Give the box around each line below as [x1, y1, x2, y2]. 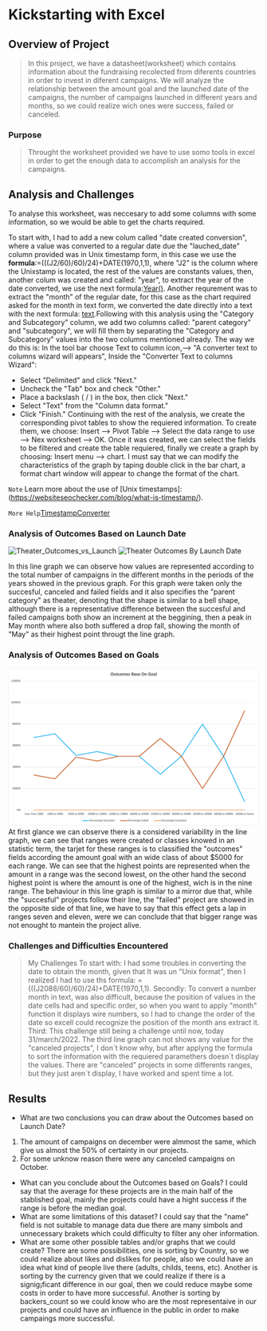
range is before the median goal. [19, 1203, 128, 1213]
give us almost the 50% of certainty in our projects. [19, 1146, 189, 1155]
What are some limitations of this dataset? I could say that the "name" [19, 1212, 249, 1222]
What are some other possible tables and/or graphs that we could [19, 1238, 236, 1247]
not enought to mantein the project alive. [8, 921, 142, 930]
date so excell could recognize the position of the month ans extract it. [27, 1018, 260, 1028]
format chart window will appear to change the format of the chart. [19, 469, 240, 478]
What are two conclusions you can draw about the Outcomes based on [19, 1113, 253, 1123]
